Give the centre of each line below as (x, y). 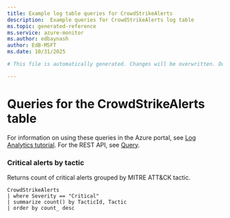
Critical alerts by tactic (46, 162)
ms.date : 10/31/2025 (37, 52)
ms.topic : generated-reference (52, 26)
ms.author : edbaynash (38, 39)
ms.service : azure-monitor (46, 33)
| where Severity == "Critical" (53, 196)
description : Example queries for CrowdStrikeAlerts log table (101, 20)
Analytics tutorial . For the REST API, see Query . (74, 145)
